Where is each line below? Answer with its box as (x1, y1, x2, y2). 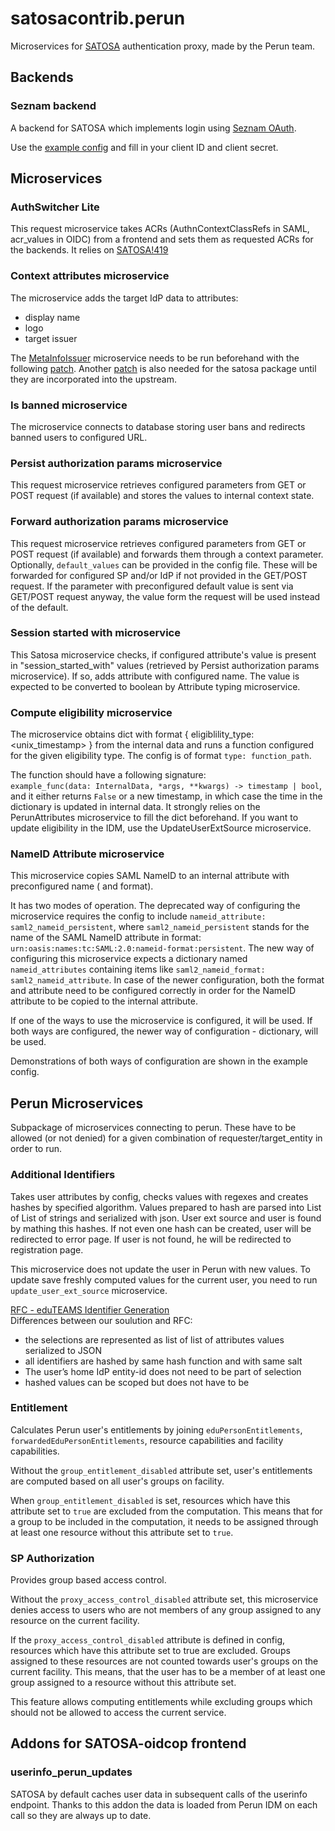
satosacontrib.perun (10, 7, 186, 30)
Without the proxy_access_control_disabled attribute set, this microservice (10, 1593, 319, 1606)
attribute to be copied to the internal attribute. (10, 995, 198, 1007)
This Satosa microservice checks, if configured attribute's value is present (10, 648, 317, 661)
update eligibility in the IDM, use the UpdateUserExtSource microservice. (10, 822, 312, 834)
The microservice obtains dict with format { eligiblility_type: (10, 728, 255, 741)
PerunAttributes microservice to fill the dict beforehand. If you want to (10, 812, 299, 824)
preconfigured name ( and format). (10, 880, 154, 892)
